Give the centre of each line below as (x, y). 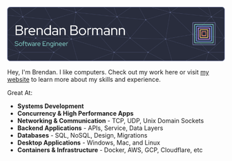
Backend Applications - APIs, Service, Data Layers (90, 128)
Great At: (20, 93)
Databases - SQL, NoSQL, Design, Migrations (82, 135)
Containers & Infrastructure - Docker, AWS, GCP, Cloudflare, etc (110, 150)
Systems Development (50, 106)
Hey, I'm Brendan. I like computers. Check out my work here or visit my (108, 72)
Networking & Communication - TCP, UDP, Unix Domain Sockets (110, 121)
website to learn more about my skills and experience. (84, 79)
